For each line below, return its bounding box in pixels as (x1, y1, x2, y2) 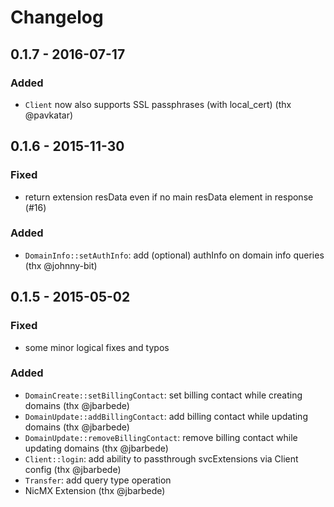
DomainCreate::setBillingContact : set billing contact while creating (24, 389, 303, 401)
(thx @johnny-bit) (24, 259, 98, 271)
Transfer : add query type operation (24, 474, 172, 486)
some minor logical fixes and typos (24, 341, 170, 353)
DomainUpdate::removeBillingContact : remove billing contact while (24, 431, 298, 443)
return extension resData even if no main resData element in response (24, 191, 314, 203)
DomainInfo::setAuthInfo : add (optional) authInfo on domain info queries (24, 249, 325, 261)
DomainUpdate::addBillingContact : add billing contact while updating (24, 410, 308, 422)
